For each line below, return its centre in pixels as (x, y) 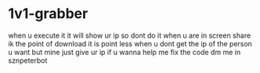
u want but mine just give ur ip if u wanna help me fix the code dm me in (125, 52)
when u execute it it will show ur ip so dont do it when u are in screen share (130, 35)
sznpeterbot (28, 60)
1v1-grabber (48, 14)
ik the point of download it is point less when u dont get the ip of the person (130, 43)
